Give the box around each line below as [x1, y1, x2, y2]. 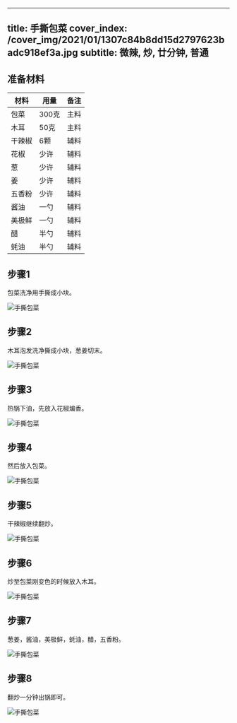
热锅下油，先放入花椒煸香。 [7, 404, 88, 412]
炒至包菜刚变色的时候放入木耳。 [7, 577, 100, 586]
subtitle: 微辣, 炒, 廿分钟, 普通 [80, 47, 209, 59]
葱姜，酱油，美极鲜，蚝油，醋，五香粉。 [7, 635, 125, 643]
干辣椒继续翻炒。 [7, 519, 57, 528]
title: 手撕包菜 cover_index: [7, 23, 128, 35]
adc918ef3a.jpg [7, 47, 78, 59]
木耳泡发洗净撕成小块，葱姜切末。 [7, 346, 107, 354]
